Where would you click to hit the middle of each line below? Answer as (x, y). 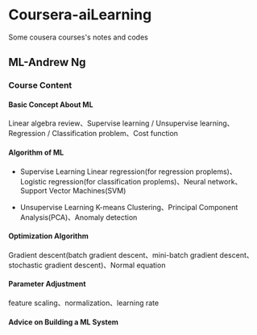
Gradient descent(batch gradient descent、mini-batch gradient (113, 254)
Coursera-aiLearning (80, 15)
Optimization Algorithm (48, 236)
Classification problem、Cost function (115, 134)
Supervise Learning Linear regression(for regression (107, 172)
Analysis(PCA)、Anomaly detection (79, 217)
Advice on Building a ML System (64, 322)
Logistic (33, 181)
